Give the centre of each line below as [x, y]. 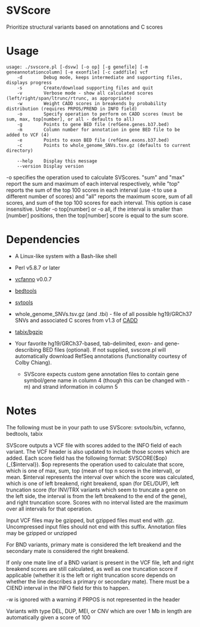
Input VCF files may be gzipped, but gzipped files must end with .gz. [90, 520]
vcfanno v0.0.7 [33, 279]
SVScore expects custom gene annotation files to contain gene [101, 374]
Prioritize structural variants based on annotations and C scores [84, 27]
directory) [20, 150]
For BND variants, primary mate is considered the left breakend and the [94, 545]
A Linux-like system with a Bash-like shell [66, 256]
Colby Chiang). [33, 362]
